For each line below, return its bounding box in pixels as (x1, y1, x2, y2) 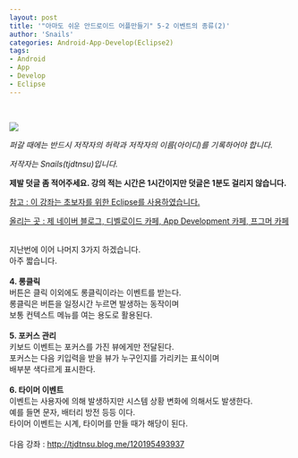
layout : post (9, 13, 58, 22)
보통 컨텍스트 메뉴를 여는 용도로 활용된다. (9, 310, 153, 320)
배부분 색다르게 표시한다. (9, 363, 96, 374)
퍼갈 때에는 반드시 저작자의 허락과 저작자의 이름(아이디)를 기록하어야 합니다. (9, 140, 273, 150)
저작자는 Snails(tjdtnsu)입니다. (9, 158, 118, 169)
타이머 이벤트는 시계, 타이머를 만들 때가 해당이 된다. (9, 418, 188, 428)
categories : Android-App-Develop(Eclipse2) (9, 38, 175, 47)
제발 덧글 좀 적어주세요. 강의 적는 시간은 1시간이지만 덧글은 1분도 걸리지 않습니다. (9, 177, 287, 188)
